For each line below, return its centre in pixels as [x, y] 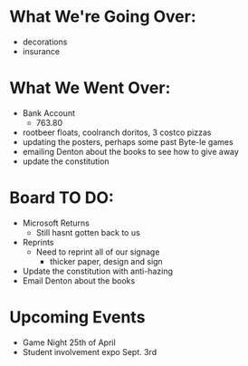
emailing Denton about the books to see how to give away [131, 151]
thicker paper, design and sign [106, 261]
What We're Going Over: [103, 17]
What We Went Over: [90, 88]
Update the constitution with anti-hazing [98, 271]
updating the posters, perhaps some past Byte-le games [128, 141]
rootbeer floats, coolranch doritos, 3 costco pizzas [117, 132]
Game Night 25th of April [69, 342]
